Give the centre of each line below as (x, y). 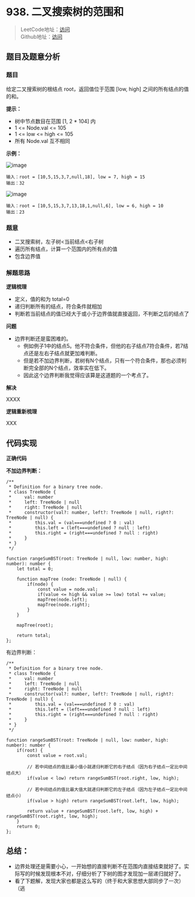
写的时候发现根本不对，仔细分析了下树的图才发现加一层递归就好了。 (102, 874)
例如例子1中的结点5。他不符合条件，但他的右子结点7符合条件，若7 (103, 346)
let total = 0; (35, 569)
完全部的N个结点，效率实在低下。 (69, 368)
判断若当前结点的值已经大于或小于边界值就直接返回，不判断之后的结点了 (102, 314)
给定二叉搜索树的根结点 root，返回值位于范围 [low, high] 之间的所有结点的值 (97, 89)
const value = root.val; (57, 756)
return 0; (29, 827)
